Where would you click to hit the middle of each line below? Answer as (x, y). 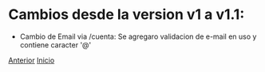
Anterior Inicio (32, 60)
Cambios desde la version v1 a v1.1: (127, 15)
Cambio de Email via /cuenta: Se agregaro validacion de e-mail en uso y (138, 36)
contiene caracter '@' (55, 44)
